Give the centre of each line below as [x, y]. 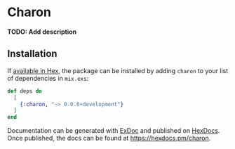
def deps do [25, 91]
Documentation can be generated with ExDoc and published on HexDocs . [114, 131]
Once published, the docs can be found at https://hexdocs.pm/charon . [109, 138]
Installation [32, 54]
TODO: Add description [42, 32]
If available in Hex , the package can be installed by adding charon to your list [118, 70]
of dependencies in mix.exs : [48, 78]
